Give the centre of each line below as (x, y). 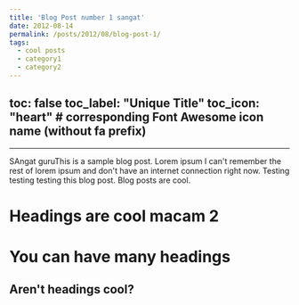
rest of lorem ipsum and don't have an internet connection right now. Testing (149, 170)
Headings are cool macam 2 (114, 216)
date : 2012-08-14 (41, 26)
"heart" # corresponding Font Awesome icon (137, 117)
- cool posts (41, 51)
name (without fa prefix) (78, 132)
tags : (19, 42)
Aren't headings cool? (72, 289)
